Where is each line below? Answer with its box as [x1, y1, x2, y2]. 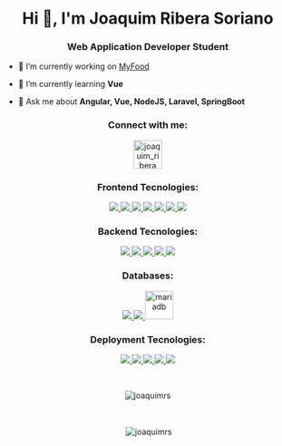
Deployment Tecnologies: [90, 333, 206, 345]
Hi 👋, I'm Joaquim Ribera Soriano [22, 8, 274, 29]
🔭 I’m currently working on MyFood [17, 61, 150, 72]
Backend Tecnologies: [97, 226, 199, 238]
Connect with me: [107, 119, 189, 131]
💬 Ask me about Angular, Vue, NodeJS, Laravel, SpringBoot [17, 96, 245, 107]
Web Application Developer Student [66, 41, 229, 53]
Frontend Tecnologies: [96, 180, 199, 193]
